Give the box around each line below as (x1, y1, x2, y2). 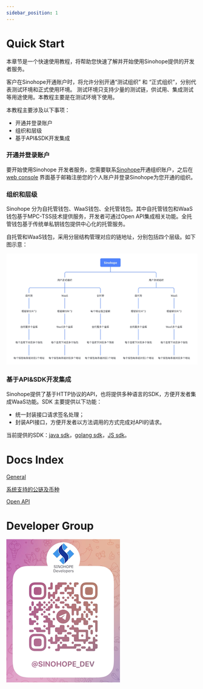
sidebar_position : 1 (6, 10, 59, 16)
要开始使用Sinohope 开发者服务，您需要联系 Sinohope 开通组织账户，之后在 (6, 166, 193, 173)
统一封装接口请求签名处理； (15, 411, 85, 418)
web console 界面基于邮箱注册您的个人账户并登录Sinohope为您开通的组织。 (6, 173, 196, 180)
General (6, 473, 26, 480)
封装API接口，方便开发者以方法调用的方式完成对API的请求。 (15, 418, 165, 425)
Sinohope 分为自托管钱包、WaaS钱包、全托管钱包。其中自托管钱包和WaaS (6, 205, 193, 213)
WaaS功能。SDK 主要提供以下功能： (11, 398, 102, 405)
